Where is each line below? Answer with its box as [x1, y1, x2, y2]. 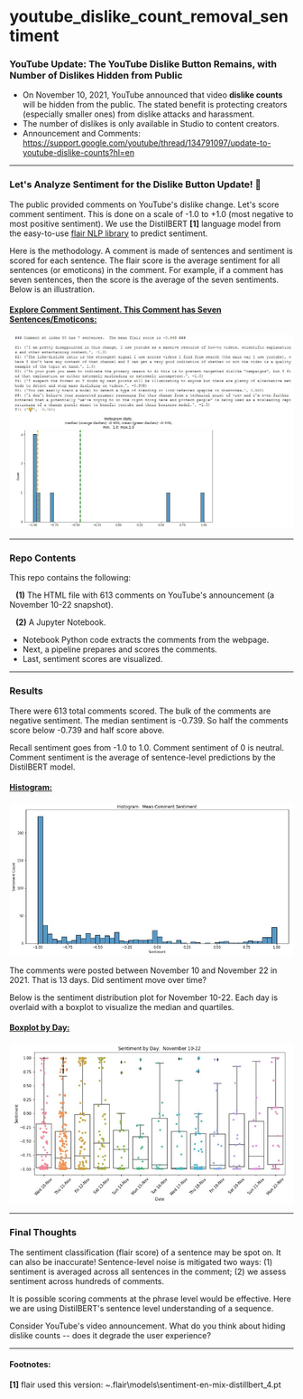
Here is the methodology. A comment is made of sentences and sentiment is [9, 245, 293, 256]
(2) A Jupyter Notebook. [14, 617, 106, 628]
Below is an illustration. [9, 283, 96, 295]
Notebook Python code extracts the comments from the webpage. [22, 635, 270, 646]
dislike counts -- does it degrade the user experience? [9, 1329, 212, 1340]
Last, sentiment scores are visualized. [22, 654, 163, 665]
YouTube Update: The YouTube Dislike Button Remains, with [9, 58, 278, 71]
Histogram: [9, 782, 52, 793]
